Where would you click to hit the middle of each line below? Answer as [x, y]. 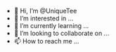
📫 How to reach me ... [46, 41]
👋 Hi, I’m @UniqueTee [45, 11]
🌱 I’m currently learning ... [51, 26]
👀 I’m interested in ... [44, 18]
